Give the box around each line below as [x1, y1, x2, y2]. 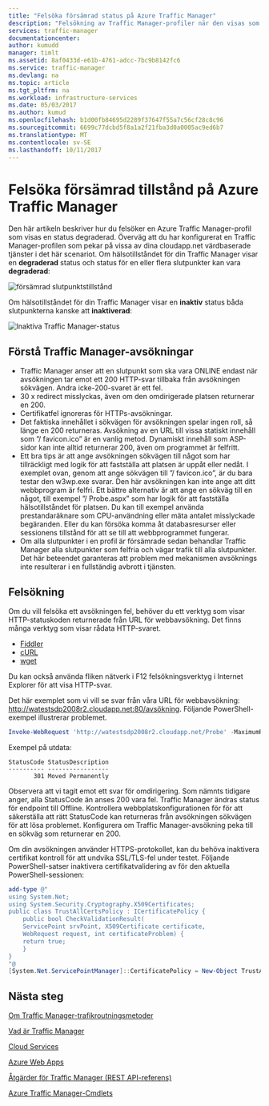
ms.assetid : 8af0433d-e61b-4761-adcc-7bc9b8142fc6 [8, 57, 181, 65]
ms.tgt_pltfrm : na [8, 86, 70, 95]
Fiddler [19, 639, 44, 648]
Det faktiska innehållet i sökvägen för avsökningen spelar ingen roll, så [19, 418, 253, 427]
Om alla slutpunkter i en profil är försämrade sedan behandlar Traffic [19, 536, 247, 546]
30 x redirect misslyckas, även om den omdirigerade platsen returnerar [19, 392, 255, 402]
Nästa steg [8, 989, 64, 1003]
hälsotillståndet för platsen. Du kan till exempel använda [19, 503, 204, 512]
